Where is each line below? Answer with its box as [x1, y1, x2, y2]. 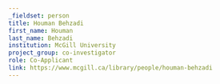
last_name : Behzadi [8, 34, 74, 42]
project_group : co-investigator [8, 49, 116, 57]
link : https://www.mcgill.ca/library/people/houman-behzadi [8, 64, 214, 72]
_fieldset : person [8, 11, 70, 20]
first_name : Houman [8, 26, 74, 34]
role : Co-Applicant [8, 57, 74, 65]
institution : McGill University [8, 42, 116, 50]
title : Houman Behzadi [8, 19, 84, 27]
